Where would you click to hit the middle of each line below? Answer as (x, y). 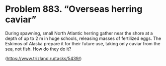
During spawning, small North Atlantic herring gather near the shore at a (79, 33)
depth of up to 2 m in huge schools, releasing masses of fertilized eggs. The (83, 38)
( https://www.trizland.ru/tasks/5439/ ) (43, 58)
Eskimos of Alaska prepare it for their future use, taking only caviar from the (83, 43)
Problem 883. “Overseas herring (74, 9)
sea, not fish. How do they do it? (38, 49)
